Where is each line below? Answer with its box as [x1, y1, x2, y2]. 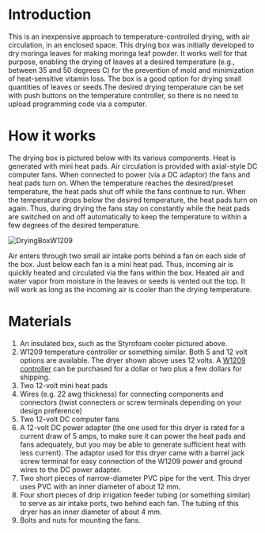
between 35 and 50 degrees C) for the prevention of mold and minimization [8, 65, 255, 74]
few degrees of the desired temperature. [8, 220, 141, 230]
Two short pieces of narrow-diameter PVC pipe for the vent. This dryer [19, 473, 251, 482]
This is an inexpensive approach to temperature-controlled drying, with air [8, 32, 251, 41]
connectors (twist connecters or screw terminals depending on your [19, 398, 242, 407]
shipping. [19, 372, 51, 382]
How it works [8, 127, 97, 145]
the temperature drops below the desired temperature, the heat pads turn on [8, 195, 258, 204]
